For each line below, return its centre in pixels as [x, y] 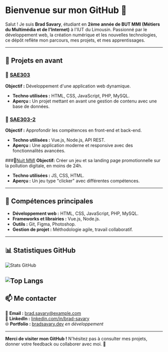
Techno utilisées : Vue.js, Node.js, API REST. [59, 140]
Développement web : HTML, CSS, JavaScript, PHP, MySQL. [75, 213]
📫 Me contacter [31, 299]
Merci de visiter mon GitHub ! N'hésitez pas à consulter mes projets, [76, 338]
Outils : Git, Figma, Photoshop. [44, 224]
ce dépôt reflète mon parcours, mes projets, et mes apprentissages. [75, 40]
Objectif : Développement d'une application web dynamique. [68, 86]
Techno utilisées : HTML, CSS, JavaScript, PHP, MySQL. [71, 95]
